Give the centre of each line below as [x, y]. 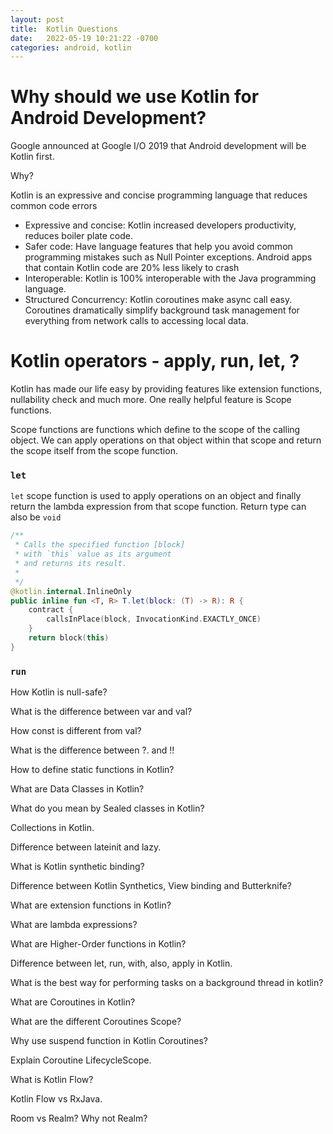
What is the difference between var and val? [101, 712]
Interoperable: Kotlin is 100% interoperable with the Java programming [170, 278]
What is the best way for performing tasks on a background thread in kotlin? [167, 983]
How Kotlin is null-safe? [59, 692]
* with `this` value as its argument [93, 554]
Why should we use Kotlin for [135, 97]
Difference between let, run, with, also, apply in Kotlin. [121, 963]
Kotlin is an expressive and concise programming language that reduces [159, 195]
